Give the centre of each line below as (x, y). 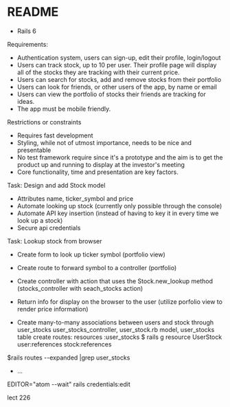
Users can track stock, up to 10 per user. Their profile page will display (117, 65)
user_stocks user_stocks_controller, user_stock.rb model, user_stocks (116, 329)
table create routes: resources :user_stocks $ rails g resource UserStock (119, 337)
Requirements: (27, 44)
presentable (34, 150)
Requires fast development (55, 135)
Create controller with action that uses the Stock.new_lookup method (115, 281)
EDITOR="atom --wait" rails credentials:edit (69, 384)
